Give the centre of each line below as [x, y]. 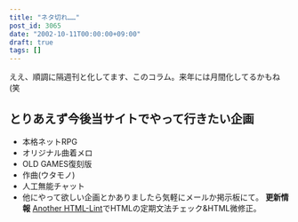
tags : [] [25, 51]
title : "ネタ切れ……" [44, 17]
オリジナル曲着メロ [57, 153]
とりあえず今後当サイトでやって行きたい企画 [132, 119]
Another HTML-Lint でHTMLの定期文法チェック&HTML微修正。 [147, 208]
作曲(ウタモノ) [48, 175]
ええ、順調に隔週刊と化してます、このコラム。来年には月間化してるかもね [145, 77]
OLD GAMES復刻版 [57, 163]
